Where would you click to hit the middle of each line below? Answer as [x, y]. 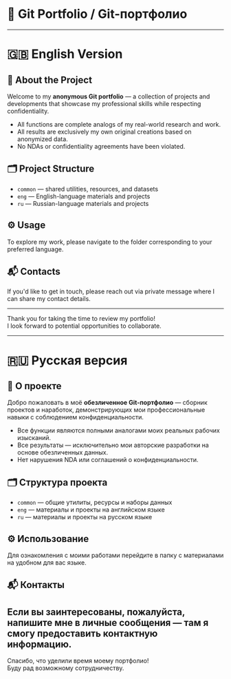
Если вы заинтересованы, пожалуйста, [96, 612]
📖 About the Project [50, 80]
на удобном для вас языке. [47, 563]
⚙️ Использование [48, 539]
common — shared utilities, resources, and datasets [88, 189]
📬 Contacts [34, 271]
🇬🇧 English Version [65, 54]
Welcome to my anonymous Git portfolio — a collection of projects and [109, 96]
